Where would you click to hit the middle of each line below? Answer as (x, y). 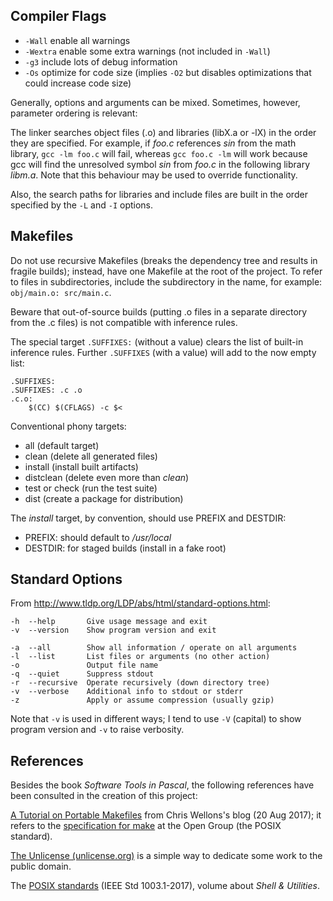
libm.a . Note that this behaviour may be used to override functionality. (154, 175)
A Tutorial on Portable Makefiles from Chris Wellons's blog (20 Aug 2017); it (166, 815)
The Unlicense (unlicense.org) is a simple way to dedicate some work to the (166, 856)
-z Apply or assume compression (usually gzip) (142, 700)
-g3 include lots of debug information (101, 61)
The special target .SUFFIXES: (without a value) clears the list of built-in (157, 341)
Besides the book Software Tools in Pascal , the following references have (162, 785)
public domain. (41, 866)
